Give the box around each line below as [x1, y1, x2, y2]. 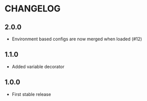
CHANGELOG [4, 3, 61, 14]
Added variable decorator [11, 63, 65, 70]
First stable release [11, 91, 51, 97]
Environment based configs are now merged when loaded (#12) [11, 36, 143, 42]
